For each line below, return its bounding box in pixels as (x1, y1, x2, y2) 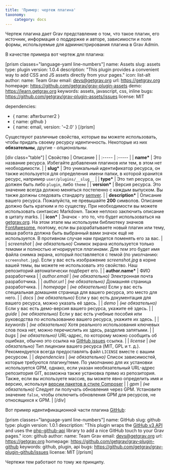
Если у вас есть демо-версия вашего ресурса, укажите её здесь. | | (5, 306, 154, 312)
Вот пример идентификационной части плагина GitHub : (5, 407, 126, 413)
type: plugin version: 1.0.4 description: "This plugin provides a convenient (5, 66, 159, 73)
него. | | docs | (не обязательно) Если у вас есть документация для (5, 295, 151, 301)
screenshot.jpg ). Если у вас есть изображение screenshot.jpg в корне (5, 257, 156, 263)
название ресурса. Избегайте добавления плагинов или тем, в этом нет (5, 160, 162, 166)
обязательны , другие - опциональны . (5, 145, 88, 151)
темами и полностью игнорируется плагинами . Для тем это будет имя (5, 246, 160, 252)
